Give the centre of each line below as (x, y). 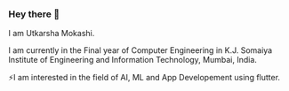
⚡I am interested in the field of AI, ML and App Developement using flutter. (144, 78)
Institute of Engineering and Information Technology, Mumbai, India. (132, 60)
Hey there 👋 (34, 14)
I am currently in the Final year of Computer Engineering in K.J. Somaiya (140, 50)
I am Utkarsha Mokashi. (52, 34)
